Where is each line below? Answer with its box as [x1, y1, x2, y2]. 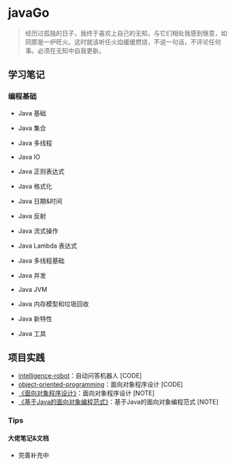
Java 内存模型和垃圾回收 [17, 299, 89, 308]
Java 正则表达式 [17, 167, 65, 176]
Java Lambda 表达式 [17, 241, 78, 250]
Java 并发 [17, 271, 47, 279]
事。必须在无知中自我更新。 [24, 46, 105, 55]
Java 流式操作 [17, 226, 59, 235]
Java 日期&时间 [17, 197, 63, 205]
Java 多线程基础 [17, 256, 65, 264]
